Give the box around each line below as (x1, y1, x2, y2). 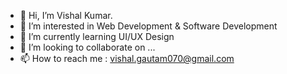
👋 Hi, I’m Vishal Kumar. (19, 10, 113, 21)
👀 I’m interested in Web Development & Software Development (19, 20, 278, 32)
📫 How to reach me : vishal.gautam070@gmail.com (19, 53, 235, 64)
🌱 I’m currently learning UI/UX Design (19, 31, 175, 42)
